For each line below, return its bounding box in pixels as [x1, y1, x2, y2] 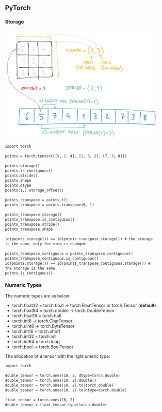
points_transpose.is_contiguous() [5, 217, 75, 222]
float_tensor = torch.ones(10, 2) [5, 397, 75, 402]
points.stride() [5, 173, 38, 178]
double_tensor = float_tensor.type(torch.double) [5, 402, 108, 407]
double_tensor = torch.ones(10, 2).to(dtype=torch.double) [5, 388, 127, 392]
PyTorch [5, 4, 31, 12]
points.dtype [5, 183, 32, 188]
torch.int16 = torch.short [12, 328, 61, 334]
